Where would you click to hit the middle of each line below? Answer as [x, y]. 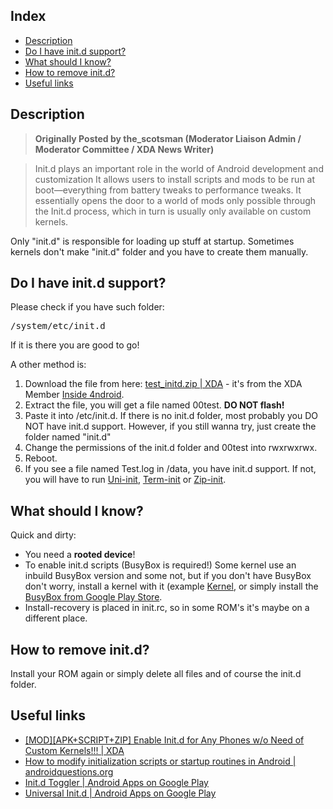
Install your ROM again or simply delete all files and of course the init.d [156, 674]
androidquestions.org [69, 771]
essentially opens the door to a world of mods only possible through [175, 200]
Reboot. [41, 458]
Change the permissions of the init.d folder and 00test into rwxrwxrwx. [171, 448]
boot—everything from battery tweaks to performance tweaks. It [168, 190]
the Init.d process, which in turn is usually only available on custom [173, 211]
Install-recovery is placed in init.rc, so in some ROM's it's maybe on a [167, 608]
